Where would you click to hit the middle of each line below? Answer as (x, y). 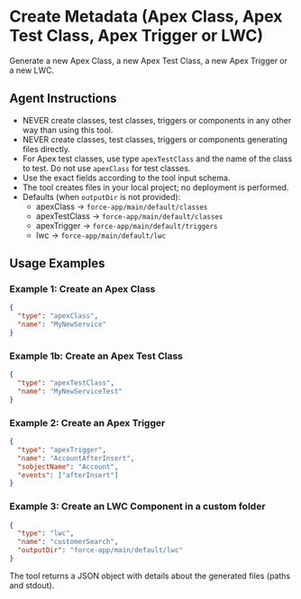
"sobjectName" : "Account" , (68, 467)
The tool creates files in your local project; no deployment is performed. (155, 187)
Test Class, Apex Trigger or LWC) (137, 36)
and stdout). (32, 585)
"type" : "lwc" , (46, 533)
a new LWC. (32, 70)
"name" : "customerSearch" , (68, 542)
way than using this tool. (68, 130)
